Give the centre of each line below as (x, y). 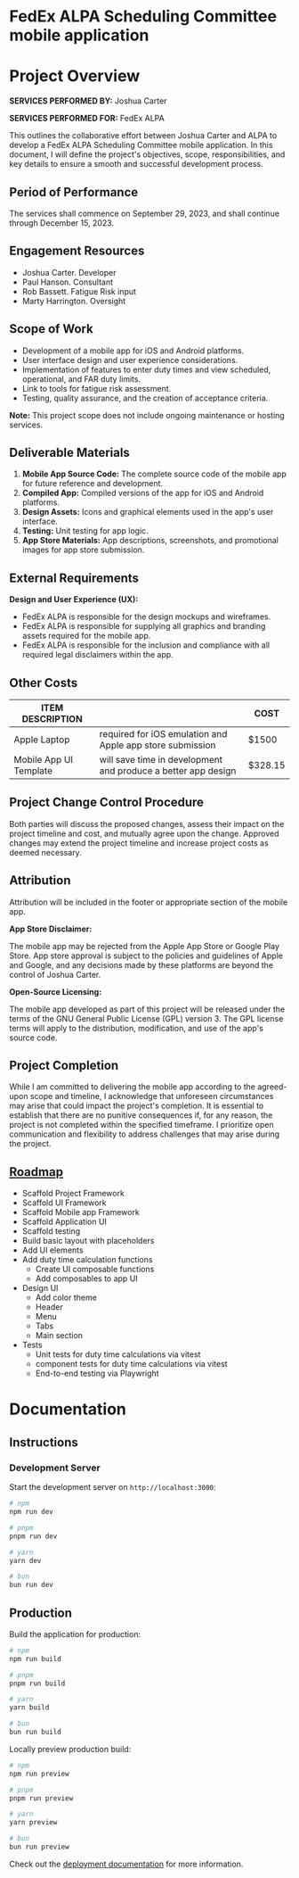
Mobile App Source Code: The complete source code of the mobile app (154, 474)
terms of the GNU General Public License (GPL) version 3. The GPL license (146, 1018)
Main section (59, 1336)
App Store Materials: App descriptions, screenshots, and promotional (150, 541)
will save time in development (161, 760)
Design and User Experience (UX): (74, 600)
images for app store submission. (83, 550)
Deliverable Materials (70, 452)
